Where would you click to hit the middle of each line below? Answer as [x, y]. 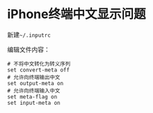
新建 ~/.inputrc [29, 35]
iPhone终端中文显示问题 [76, 14]
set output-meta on [35, 83]
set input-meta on [34, 103]
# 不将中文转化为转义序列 [39, 64]
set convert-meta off [39, 70]
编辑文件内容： [29, 49]
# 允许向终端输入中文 [34, 91]
